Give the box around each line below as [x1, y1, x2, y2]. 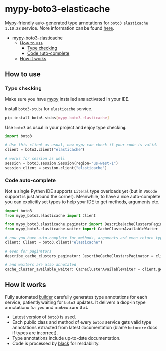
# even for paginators [5, 249, 52, 254]
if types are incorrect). [12, 330, 58, 336]
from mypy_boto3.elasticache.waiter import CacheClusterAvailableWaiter [5, 226, 158, 231]
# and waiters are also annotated [5, 263, 77, 267]
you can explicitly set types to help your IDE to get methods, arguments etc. [5, 199, 160, 205]
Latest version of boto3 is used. [12, 314, 76, 320]
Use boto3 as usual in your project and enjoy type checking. [5, 124, 127, 130]
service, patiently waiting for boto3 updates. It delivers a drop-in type [5, 299, 146, 305]
